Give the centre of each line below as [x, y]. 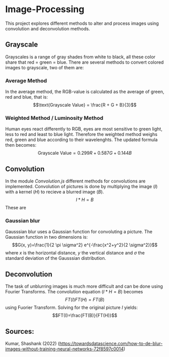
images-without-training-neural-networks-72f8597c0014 [65, 349]
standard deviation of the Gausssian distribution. [56, 258]
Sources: [20, 331]
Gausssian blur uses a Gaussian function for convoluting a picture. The [79, 232]
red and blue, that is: [26, 97]
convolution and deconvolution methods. [48, 28]
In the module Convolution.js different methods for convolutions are [75, 181]
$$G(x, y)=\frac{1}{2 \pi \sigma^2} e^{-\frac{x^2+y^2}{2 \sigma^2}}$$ [85, 245]
